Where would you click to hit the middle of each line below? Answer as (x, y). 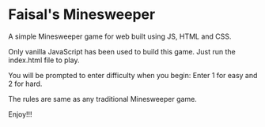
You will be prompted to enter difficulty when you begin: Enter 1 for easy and (133, 75)
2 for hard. (25, 84)
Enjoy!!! (21, 114)
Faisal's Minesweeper (82, 15)
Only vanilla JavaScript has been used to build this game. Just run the (122, 51)
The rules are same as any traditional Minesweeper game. (103, 99)
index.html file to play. (44, 60)
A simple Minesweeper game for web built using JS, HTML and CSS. (120, 36)
